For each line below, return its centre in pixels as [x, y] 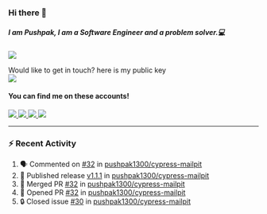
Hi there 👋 [28, 13]
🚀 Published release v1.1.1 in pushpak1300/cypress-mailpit [114, 176]
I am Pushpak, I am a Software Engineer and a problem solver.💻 [117, 32]
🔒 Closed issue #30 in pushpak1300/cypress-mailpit [105, 201]
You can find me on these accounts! [69, 96]
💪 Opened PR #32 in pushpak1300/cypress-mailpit [103, 193]
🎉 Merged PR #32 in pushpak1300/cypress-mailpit [102, 184]
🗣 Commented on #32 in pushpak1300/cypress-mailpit [111, 164]
